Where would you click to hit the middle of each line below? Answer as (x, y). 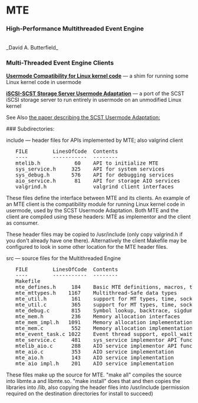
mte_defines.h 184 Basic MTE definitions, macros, (101, 287)
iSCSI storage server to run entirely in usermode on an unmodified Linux (94, 99)
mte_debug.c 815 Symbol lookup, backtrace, (93, 310)
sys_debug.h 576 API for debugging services (95, 175)
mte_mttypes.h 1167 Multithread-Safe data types (96, 293)
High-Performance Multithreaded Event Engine (75, 29)
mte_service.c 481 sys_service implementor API (96, 340)
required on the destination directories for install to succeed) (80, 393)
